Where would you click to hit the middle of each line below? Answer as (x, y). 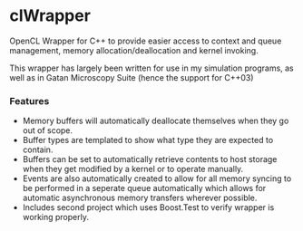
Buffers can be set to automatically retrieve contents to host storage (150, 159)
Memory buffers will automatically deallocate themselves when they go (156, 121)
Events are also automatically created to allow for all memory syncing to (157, 178)
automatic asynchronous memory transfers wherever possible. (140, 198)
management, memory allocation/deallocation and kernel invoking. (134, 50)
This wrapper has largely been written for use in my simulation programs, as (152, 68)
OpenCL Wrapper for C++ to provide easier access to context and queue (146, 41)
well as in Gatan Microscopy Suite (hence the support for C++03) (132, 77)
